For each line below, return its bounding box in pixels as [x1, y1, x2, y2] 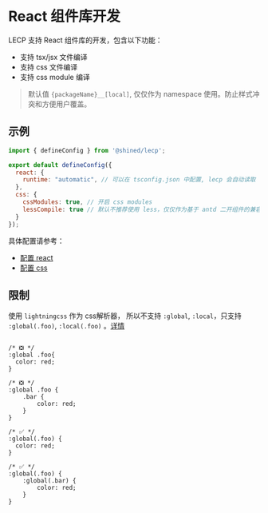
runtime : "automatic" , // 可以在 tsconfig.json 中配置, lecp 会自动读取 [22, 176, 256, 184]
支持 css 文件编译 [19, 62, 78, 72]
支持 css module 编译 [19, 72, 90, 82]
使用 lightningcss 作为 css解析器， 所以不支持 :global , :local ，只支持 [8, 311, 242, 320]
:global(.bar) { [22, 477, 77, 485]
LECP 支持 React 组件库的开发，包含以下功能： [8, 35, 163, 45]
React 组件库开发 [8, 7, 121, 26]
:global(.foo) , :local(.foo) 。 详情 [8, 321, 125, 331]
